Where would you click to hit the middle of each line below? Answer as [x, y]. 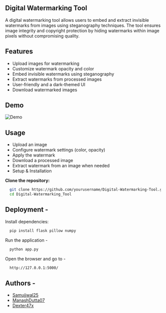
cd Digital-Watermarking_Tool [41, 194]
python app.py [24, 249]
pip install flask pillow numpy [43, 231]
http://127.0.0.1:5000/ [34, 268]
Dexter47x [23, 306]
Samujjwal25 [25, 295]
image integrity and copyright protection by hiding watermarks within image [82, 30]
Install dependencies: [27, 221]
